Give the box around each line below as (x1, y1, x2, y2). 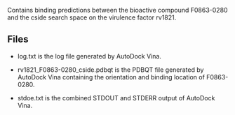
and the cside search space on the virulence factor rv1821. (7, 13, 177, 22)
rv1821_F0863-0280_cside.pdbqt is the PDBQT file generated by (17, 66, 204, 74)
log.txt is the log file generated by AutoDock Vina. (17, 52, 161, 60)
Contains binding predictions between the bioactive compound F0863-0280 (7, 6, 228, 14)
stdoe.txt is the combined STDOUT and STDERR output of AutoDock (17, 93, 215, 102)
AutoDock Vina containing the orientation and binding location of (17, 72, 206, 81)
